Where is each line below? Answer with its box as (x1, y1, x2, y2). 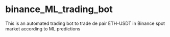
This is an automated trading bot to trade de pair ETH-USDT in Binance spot (5, 20, 165, 26)
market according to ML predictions (5, 25, 81, 31)
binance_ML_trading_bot (5, 4, 113, 15)
